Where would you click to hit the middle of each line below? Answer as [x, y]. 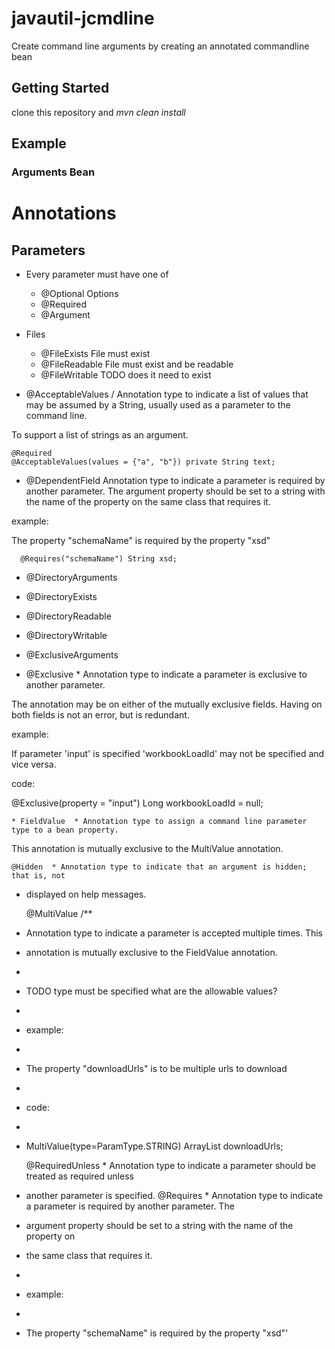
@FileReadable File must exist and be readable [137, 364]
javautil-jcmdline [83, 18]
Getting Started [60, 88]
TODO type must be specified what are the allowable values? [151, 991]
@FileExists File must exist [95, 354]
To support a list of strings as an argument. [100, 435]
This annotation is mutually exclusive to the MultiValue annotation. [147, 849]
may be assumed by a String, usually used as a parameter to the [158, 405]
